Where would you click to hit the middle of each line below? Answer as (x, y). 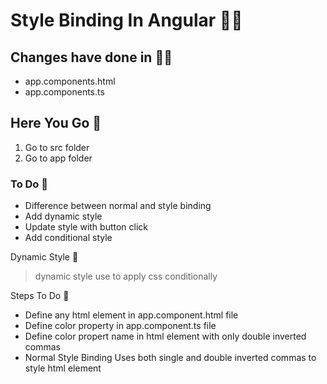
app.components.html (70, 81)
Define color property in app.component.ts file (120, 326)
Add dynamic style (63, 216)
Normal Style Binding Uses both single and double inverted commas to (170, 358)
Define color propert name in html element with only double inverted (165, 336)
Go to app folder (58, 158)
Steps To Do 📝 (40, 296)
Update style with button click (86, 227)
